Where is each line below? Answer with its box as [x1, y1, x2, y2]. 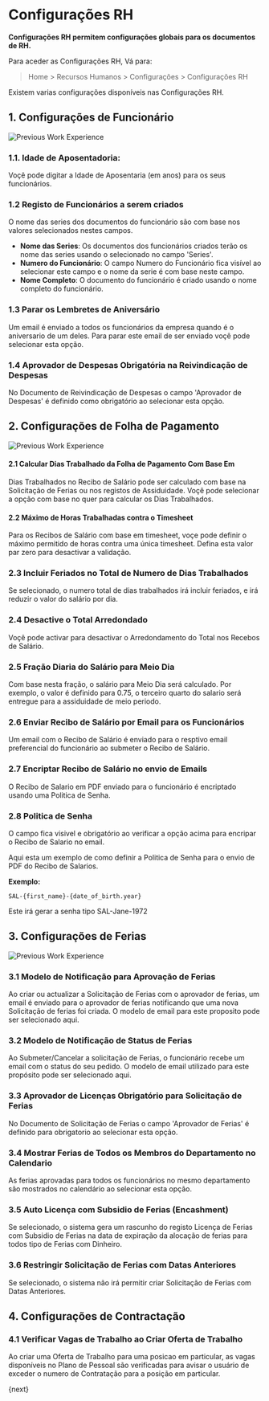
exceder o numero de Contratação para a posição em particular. [8, 1369, 221, 1379]
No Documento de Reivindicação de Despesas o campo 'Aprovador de [8, 387, 243, 397]
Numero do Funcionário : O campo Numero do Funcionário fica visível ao [19, 259, 262, 268]
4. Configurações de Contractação [8, 1309, 186, 1323]
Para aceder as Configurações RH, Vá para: [8, 56, 153, 66]
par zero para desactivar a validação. [8, 548, 132, 558]
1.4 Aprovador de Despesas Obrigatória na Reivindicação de [8, 359, 248, 370]
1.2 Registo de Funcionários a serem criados [8, 198, 184, 210]
